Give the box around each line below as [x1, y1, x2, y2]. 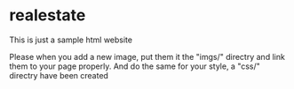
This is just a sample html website [9, 34, 133, 45]
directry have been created [9, 70, 109, 80]
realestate [9, 5, 86, 26]
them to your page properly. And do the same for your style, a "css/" [9, 61, 260, 71]
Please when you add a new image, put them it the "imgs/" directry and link [9, 51, 286, 62]
